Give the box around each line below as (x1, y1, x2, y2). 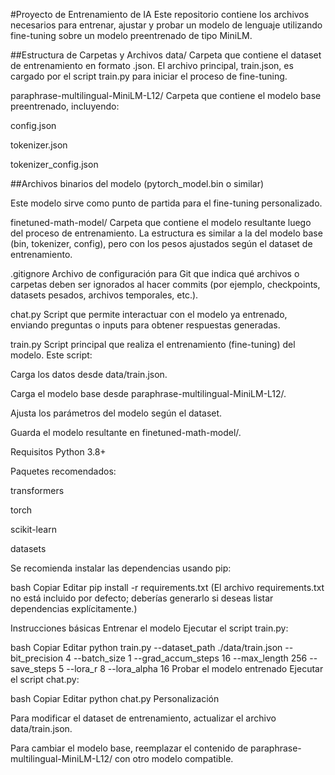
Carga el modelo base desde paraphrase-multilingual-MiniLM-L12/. (10, 388, 287, 399)
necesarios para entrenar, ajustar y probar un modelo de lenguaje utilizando (10, 19, 323, 31)
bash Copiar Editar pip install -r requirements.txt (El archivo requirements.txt (10, 582, 325, 593)
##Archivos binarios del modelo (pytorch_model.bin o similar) (10, 178, 265, 189)
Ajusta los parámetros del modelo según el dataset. (10, 407, 223, 419)
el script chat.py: (10, 674, 80, 685)
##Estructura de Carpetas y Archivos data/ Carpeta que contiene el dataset (10, 49, 322, 61)
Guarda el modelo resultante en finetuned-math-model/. (10, 427, 242, 438)
